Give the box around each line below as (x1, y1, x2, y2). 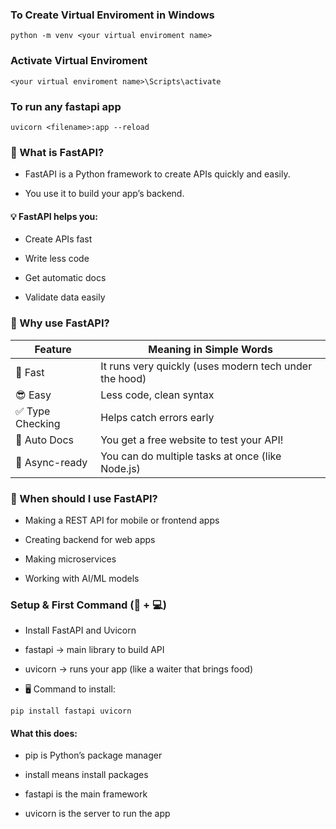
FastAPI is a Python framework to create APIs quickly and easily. (24, 168, 291, 180)
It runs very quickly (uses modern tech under (100, 359, 313, 373)
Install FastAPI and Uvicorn (24, 624, 137, 637)
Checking (15, 416, 61, 430)
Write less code (24, 253, 90, 265)
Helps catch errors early (100, 410, 215, 424)
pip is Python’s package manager (24, 749, 163, 762)
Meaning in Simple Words (148, 342, 273, 356)
